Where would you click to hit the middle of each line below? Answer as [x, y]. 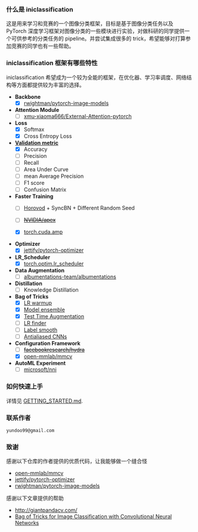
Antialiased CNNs [45, 337]
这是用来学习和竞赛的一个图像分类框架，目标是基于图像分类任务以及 [90, 24]
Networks [27, 523]
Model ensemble [44, 309]
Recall [31, 162]
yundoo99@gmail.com [30, 430]
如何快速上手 [25, 387]
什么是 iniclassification [40, 9]
